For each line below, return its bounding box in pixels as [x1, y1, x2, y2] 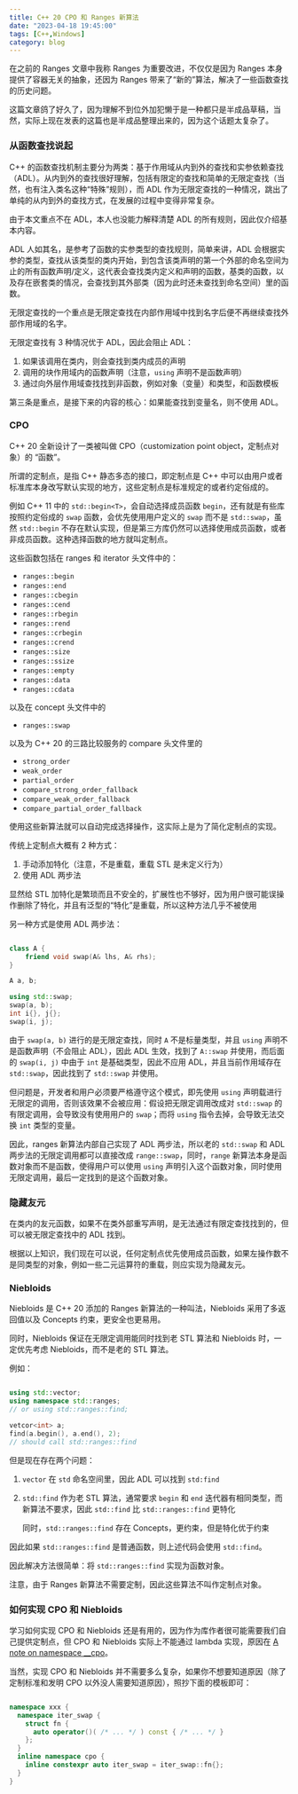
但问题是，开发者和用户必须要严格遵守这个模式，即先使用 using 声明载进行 [9, 1086, 282, 1097]
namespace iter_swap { [17, 1711, 101, 1719]
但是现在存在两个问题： [9, 1454, 95, 1465]
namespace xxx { [9, 1703, 69, 1711]
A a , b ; [9, 977, 38, 986]
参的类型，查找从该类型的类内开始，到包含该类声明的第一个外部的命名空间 [9, 255, 281, 265]
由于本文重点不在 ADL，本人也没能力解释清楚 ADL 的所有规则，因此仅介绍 [9, 214, 280, 224]
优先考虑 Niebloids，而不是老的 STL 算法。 [16, 1344, 174, 1355]
